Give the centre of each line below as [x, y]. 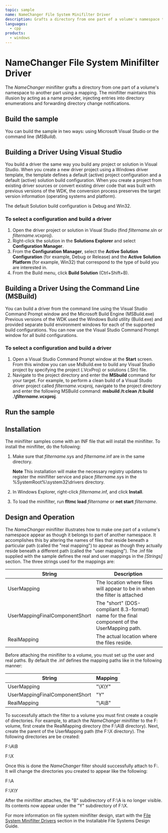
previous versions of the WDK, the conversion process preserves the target [83, 191]
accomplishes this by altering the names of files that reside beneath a [77, 540]
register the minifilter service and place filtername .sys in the [74, 477]
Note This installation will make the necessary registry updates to [80, 471]
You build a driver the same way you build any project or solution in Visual [81, 164]
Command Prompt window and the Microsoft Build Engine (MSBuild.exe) [80, 314]
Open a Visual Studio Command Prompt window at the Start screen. [82, 359]
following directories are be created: [42, 737]
